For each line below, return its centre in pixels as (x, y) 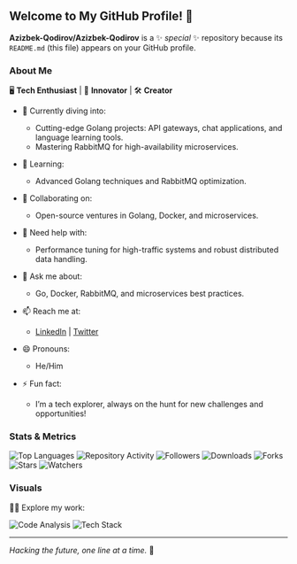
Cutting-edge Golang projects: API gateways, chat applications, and (159, 128)
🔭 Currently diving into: (64, 111)
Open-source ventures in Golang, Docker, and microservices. (147, 216)
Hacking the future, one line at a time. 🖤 (82, 550)
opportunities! (61, 413)
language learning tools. (79, 137)
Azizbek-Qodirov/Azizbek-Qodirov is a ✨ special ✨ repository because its (146, 37)
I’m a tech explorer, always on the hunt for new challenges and (149, 405)
